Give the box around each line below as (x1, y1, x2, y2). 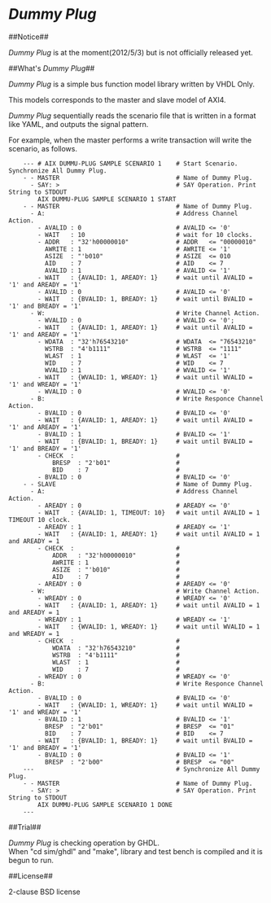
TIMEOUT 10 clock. (8, 515, 71, 524)
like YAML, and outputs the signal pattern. (8, 119, 149, 129)
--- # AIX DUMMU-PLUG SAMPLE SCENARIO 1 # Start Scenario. (23, 160, 238, 168)
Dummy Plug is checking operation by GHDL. (8, 838, 160, 848)
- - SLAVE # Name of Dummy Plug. (23, 480, 253, 489)
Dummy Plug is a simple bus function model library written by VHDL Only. (8, 79, 255, 89)
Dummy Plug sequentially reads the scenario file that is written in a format (8, 111, 256, 121)
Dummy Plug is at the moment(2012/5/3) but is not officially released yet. (8, 47, 254, 57)
